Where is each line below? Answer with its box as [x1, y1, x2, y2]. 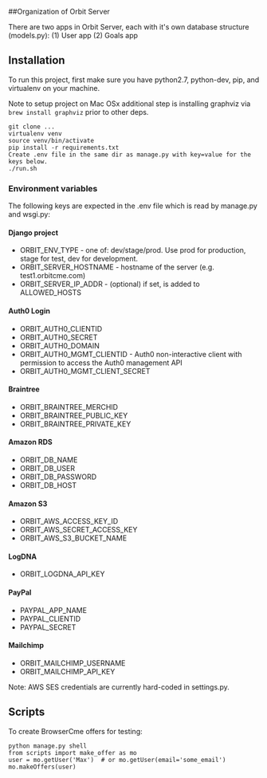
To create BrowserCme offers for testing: [8, 726, 143, 736]
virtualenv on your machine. [8, 83, 100, 92]
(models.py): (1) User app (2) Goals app [8, 31, 138, 40]
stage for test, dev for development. [19, 254, 138, 264]
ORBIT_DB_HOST [19, 480, 77, 489]
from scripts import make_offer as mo [8, 749, 137, 756]
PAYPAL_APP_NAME [19, 605, 88, 615]
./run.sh [8, 164, 37, 172]
